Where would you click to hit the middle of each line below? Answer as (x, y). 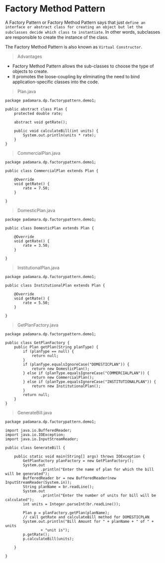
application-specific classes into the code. (55, 82)
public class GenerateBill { (35, 448)
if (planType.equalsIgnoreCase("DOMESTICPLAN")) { (76, 364)
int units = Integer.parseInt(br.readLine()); (72, 504)
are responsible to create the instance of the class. (57, 37)
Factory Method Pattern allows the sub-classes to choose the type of (83, 66)
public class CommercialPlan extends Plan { (52, 171)
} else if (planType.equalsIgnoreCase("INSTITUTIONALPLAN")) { (89, 382)
